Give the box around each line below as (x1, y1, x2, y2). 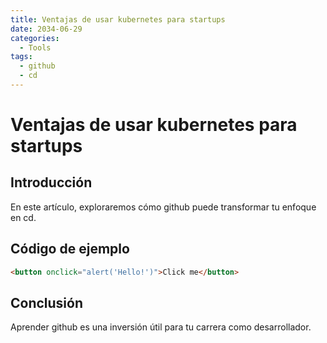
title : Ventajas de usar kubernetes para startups (10, 14, 226, 25)
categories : (10, 33, 60, 43)
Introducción (10, 174, 93, 191)
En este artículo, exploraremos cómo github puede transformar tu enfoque (10, 201, 317, 213)
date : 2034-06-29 (10, 24, 83, 34)
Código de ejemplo (10, 241, 130, 258)
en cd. (10, 211, 37, 223)
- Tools (19, 42, 52, 53)
